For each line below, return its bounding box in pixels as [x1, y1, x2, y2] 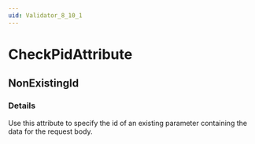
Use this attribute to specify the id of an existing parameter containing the [8, 118, 248, 127]
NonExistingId [8, 76, 79, 90]
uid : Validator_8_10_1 [8, 11, 83, 20]
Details [8, 100, 36, 111]
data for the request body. [8, 127, 93, 136]
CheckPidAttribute [8, 45, 133, 63]
